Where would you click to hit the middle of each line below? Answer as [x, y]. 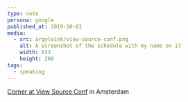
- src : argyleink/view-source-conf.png [71, 40]
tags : [15, 65]
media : [17, 33]
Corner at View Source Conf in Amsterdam [68, 92]
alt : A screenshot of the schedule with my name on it [101, 46]
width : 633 [35, 53]
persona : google [31, 20]
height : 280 [37, 59]
